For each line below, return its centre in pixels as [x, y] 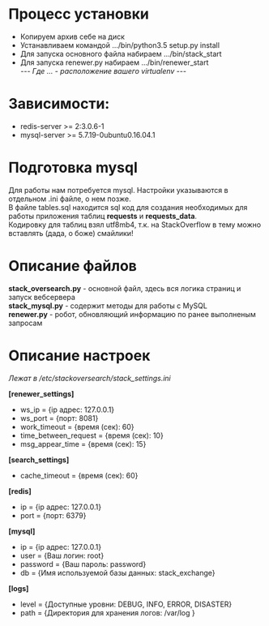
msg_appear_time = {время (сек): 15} [83, 444]
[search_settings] [39, 460]
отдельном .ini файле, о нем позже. [70, 199]
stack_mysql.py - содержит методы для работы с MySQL [108, 306]
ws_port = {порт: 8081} [59, 418]
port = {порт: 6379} [53, 515]
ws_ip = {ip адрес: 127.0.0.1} [67, 409]
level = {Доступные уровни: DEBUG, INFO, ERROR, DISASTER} [126, 604]
